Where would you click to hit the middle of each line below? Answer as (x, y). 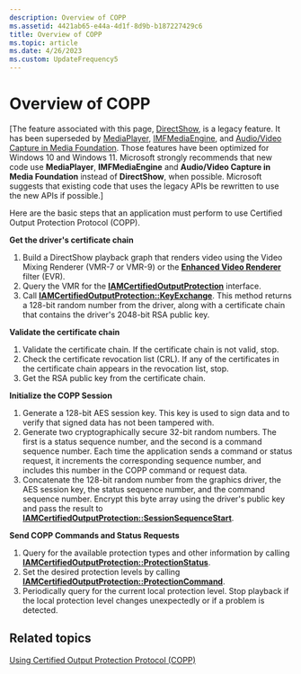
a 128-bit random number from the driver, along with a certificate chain (154, 305)
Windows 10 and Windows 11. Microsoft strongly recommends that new (141, 157)
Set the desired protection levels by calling (101, 572)
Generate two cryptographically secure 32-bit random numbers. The (149, 431)
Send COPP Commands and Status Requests (94, 535)
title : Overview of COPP (56, 34)
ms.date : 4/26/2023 (46, 51)
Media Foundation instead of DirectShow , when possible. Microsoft (136, 176)
